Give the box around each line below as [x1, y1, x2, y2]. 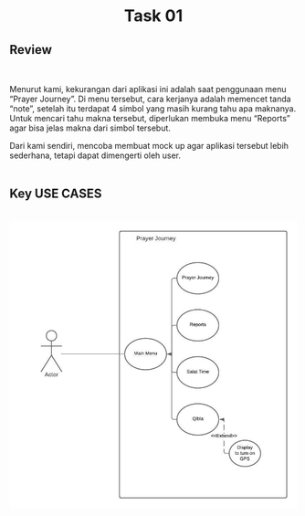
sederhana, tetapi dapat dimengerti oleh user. [9, 150, 181, 161]
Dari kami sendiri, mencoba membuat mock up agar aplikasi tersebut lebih [9, 141, 289, 151]
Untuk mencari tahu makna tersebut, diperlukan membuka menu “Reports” [9, 113, 290, 123]
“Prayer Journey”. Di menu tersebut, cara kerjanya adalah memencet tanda [9, 93, 291, 104]
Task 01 [123, 5, 184, 26]
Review [9, 42, 53, 58]
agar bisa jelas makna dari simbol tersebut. [9, 122, 172, 133]
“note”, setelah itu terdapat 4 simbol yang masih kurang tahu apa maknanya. [9, 103, 297, 114]
